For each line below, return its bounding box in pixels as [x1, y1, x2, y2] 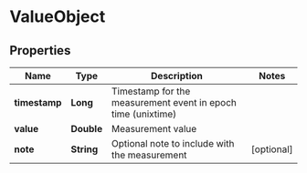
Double [70, 123, 103, 135]
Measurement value [111, 123, 197, 135]
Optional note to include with [111, 137, 235, 149]
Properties [9, 43, 71, 58]
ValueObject [9, 6, 106, 27]
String [70, 143, 99, 156]
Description [150, 70, 203, 82]
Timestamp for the [111, 85, 191, 97]
